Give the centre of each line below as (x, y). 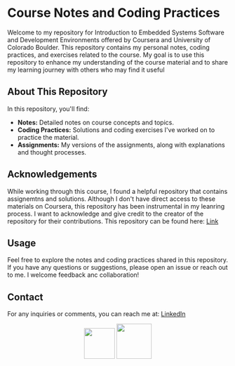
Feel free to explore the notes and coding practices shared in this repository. (118, 260)
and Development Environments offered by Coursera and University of (109, 39)
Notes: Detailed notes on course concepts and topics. (95, 122)
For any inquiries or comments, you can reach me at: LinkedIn (96, 314)
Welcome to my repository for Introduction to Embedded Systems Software (116, 32)
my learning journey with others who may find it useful (86, 70)
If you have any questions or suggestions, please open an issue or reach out (117, 268)
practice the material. (48, 137)
